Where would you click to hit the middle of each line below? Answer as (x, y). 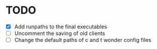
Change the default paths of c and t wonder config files (83, 40)
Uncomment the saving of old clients (60, 33)
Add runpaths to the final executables (61, 27)
